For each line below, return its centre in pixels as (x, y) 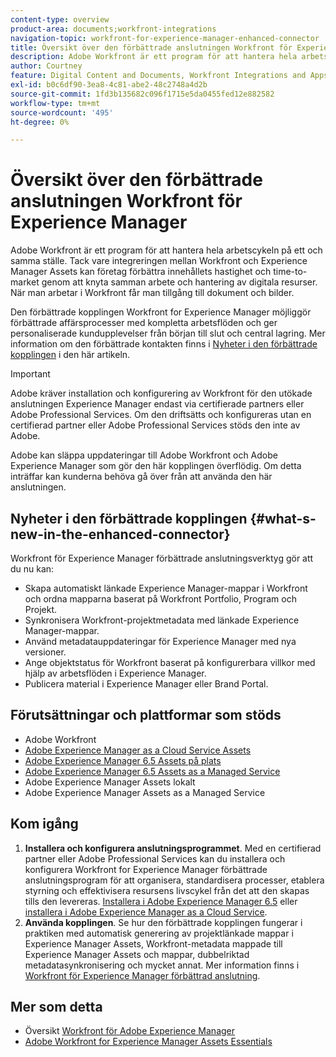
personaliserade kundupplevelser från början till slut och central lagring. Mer (168, 333)
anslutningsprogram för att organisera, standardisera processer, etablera (174, 880)
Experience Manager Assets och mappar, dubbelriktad (137, 954)
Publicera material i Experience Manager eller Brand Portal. (146, 684)
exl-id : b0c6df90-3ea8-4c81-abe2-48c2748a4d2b (109, 85)
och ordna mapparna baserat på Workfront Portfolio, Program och (160, 599)
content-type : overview (60, 19)
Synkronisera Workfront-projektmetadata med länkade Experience (162, 620)
